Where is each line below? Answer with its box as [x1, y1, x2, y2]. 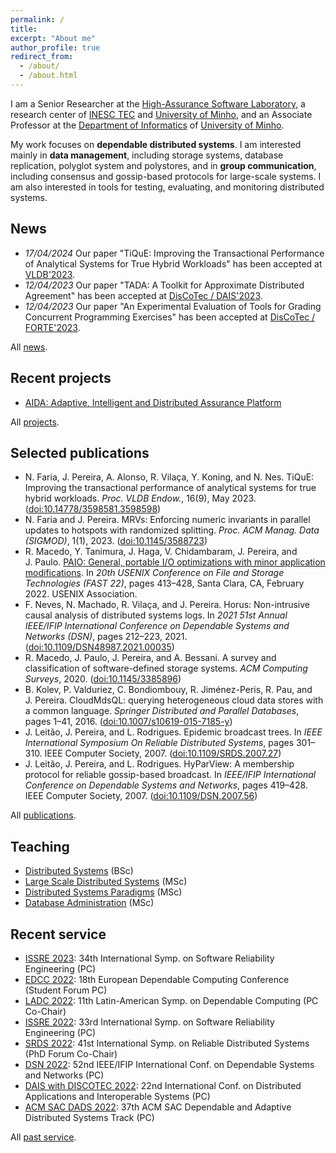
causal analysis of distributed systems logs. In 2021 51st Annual [24, 609, 288, 621]
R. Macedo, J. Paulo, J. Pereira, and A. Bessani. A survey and [24, 652, 277, 664]
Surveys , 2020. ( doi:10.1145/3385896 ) [24, 673, 182, 685]
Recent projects [10, 370, 112, 387]
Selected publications [10, 444, 150, 461]
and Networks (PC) [24, 1069, 105, 1081]
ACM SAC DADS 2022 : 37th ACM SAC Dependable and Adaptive [24, 1101, 292, 1113]
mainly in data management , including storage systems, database [10, 149, 284, 161]
